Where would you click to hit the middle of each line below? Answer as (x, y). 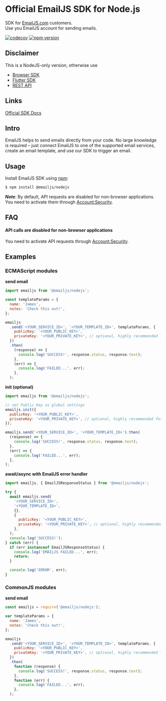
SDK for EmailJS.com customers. (39, 23)
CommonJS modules (31, 587)
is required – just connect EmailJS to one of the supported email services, (80, 146)
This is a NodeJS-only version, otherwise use (51, 65)
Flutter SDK (24, 80)
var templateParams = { (30, 616)
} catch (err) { (22, 543)
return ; (22, 556)
